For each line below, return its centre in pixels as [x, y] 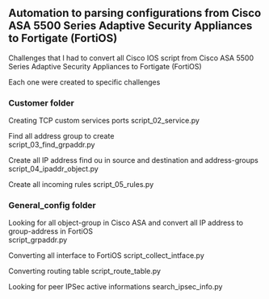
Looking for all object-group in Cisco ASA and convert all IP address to [126, 223]
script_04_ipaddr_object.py [53, 169]
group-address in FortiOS [51, 231]
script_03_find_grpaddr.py [52, 145]
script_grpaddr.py [38, 240]
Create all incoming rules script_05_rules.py [81, 185]
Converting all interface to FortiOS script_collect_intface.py [106, 255]
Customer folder [41, 102]
